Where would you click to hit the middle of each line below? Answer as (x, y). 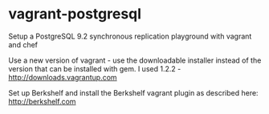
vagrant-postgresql (75, 14)
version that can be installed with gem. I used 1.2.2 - (95, 68)
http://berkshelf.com (42, 101)
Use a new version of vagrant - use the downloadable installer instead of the (135, 60)
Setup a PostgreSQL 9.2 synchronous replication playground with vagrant (130, 36)
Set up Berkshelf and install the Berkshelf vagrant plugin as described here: (133, 92)
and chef (23, 44)
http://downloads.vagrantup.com (63, 77)
